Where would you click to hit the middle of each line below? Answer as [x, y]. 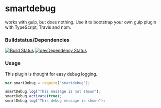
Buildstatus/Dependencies [37, 40]
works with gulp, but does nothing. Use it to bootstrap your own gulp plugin [81, 22]
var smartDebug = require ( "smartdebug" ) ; [48, 83]
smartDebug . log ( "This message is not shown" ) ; [53, 92]
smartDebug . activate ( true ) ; [34, 96]
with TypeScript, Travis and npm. [38, 27]
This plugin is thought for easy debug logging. [51, 74]
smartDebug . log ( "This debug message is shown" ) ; [55, 101]
